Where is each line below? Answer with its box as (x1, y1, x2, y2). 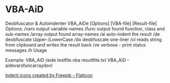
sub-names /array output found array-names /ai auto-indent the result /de (5, 31, 160, 37)
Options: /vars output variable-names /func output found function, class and (5, 25, 165, 31)
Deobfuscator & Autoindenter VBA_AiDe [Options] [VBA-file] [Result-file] (5, 20, 157, 26)
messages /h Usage (5, 47, 47, 53)
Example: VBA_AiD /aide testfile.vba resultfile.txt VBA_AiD (5, 57, 126, 63)
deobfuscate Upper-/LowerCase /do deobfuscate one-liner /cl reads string (5, 36, 162, 43)
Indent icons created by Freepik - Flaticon (5, 72, 93, 78)
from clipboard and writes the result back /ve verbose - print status (5, 41, 146, 48)
